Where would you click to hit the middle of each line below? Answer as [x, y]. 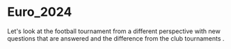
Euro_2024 [40, 12]
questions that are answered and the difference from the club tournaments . [116, 38]
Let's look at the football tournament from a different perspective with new [114, 31]
